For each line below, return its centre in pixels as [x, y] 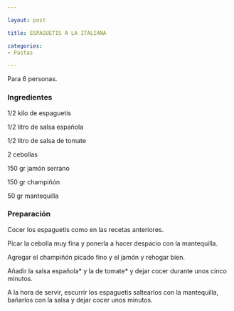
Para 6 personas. [32, 79]
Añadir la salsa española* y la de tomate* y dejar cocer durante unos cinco [117, 270]
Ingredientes [30, 97]
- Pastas [20, 53]
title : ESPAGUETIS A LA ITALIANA [57, 33]
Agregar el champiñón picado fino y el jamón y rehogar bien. [96, 257]
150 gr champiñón [34, 181]
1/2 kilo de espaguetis [39, 113]
